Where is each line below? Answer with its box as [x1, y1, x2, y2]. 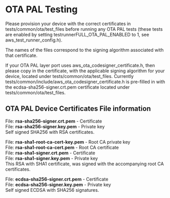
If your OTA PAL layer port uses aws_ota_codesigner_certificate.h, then [5, 62, 155, 68]
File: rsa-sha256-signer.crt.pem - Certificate [5, 118, 102, 124]
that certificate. [5, 52, 38, 58]
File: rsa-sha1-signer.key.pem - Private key [5, 155, 98, 161]
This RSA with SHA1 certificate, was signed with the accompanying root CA [5, 161, 164, 167]
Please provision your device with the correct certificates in [5, 21, 131, 27]
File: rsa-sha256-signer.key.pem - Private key [5, 123, 105, 129]
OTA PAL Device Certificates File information [5, 104, 151, 113]
